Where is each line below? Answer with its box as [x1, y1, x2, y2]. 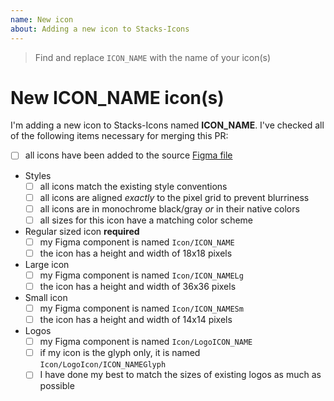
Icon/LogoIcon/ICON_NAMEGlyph [39, 360, 167, 370]
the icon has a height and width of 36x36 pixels [39, 280, 237, 292]
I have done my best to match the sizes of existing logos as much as [39, 369, 322, 381]
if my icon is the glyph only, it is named [39, 347, 201, 359]
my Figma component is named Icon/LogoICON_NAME [39, 336, 253, 348]
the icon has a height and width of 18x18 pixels [39, 247, 233, 259]
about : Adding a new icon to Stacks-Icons [10, 24, 190, 34]
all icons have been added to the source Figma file [24, 149, 233, 161]
